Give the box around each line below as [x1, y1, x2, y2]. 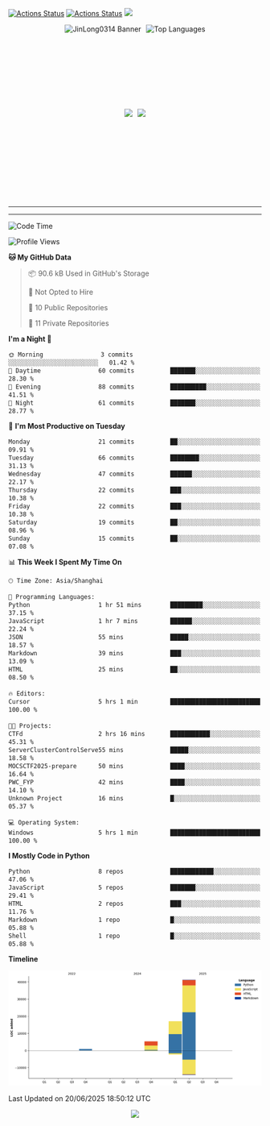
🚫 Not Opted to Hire [27, 287, 94, 297]
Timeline [8, 954, 39, 963]
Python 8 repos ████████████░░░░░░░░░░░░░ [8, 867, 261, 875]
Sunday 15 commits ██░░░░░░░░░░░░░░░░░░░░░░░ [8, 534, 261, 542]
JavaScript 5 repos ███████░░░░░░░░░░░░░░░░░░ [8, 883, 261, 891]
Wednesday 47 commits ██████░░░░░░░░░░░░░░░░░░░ [8, 470, 261, 478]
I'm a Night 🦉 [8, 334, 52, 343]
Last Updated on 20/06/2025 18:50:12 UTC [8, 1093, 151, 1103]
